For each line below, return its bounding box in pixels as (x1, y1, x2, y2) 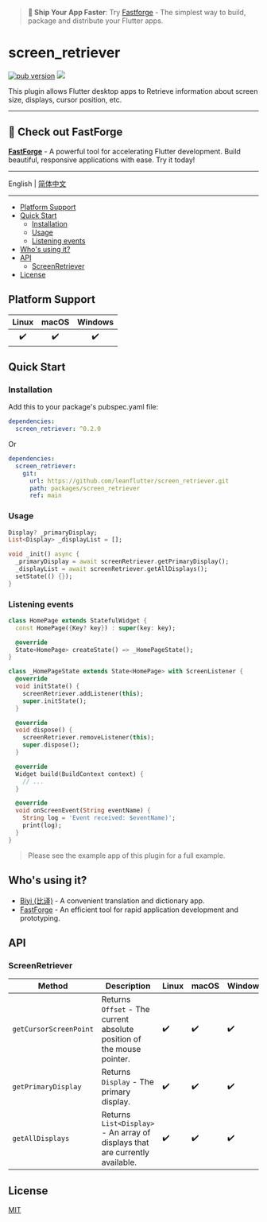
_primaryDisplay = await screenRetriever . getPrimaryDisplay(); (15, 557, 229, 566)
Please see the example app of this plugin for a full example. (27, 851, 226, 860)
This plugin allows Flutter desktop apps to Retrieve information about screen (8, 86, 258, 95)
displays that (101, 1137, 149, 1148)
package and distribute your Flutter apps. (27, 16, 164, 25)
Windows (76, 316, 114, 328)
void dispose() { (15, 726, 73, 735)
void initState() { (15, 682, 80, 691)
